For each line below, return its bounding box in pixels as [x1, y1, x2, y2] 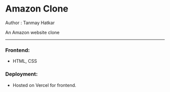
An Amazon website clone [5, 29, 60, 35]
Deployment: [5, 71, 38, 78]
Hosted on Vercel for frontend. [12, 82, 77, 88]
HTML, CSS [12, 58, 37, 64]
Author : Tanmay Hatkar [5, 20, 55, 26]
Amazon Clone [5, 3, 69, 15]
